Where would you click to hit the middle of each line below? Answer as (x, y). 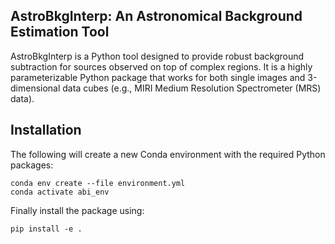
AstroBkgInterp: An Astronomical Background (156, 16)
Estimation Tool (60, 32)
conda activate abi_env (60, 192)
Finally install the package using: (77, 210)
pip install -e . (46, 229)
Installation (46, 130)
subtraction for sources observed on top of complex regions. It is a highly (161, 66)
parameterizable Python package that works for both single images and (158, 77)
